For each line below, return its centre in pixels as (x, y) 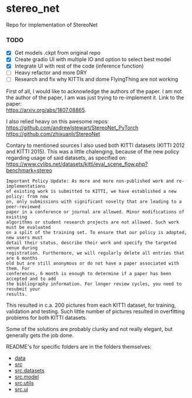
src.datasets (30, 370)
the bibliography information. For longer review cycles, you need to (94, 284)
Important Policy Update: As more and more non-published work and (90, 181)
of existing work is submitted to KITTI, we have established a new (91, 191)
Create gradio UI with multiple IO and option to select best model (93, 59)
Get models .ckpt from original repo (57, 53)
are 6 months (22, 258)
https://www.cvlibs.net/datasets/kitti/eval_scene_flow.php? (77, 164)
